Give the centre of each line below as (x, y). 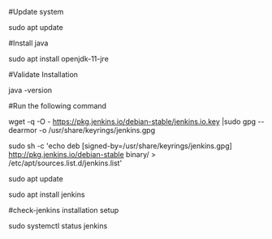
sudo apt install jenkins (47, 194)
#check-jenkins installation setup (64, 210)
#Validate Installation (43, 75)
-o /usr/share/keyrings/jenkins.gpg (97, 130)
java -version (30, 90)
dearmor (23, 130)
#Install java (28, 43)
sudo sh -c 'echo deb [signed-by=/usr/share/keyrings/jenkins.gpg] (121, 146)
